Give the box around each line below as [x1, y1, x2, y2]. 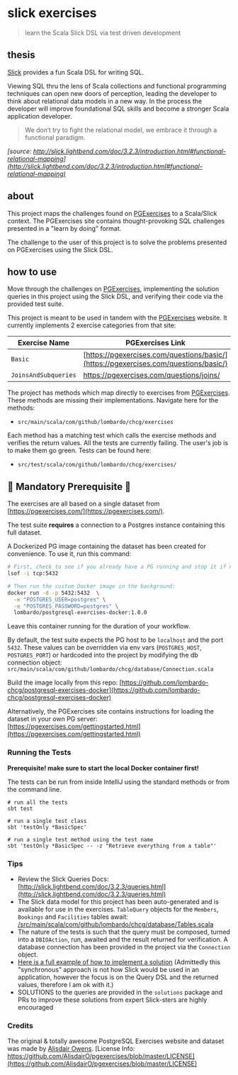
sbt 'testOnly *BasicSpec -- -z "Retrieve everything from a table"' [7, 842, 217, 849]
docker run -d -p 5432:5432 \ [7, 589, 100, 596]
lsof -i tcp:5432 [7, 570, 59, 577]
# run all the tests [7, 799, 69, 806]
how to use [7, 266, 57, 278]
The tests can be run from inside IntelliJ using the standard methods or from [7, 777, 230, 786]
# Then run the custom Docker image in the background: [7, 582, 176, 590]
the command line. [7, 785, 62, 793]
